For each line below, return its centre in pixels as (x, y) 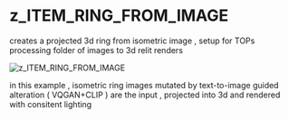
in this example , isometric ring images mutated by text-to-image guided (144, 85)
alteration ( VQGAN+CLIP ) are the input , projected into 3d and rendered (145, 95)
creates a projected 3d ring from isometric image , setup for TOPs (132, 41)
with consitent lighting (51, 104)
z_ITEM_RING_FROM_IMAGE (119, 16)
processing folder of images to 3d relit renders (96, 50)
